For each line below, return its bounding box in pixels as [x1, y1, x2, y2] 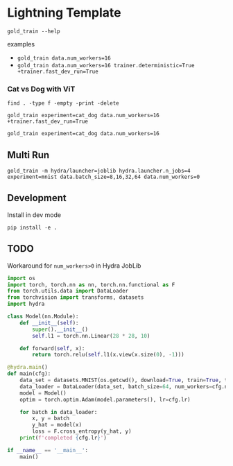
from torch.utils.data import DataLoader [7, 288, 129, 295]
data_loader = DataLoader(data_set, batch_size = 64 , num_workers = [19, 383, 213, 390]
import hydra [7, 300, 45, 308]
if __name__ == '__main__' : [7, 447, 89, 454]
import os [7, 275, 36, 282]
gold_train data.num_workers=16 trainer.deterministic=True [17, 62, 195, 69]
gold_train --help [7, 28, 60, 35]
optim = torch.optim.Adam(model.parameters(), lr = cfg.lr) [19, 396, 191, 403]
